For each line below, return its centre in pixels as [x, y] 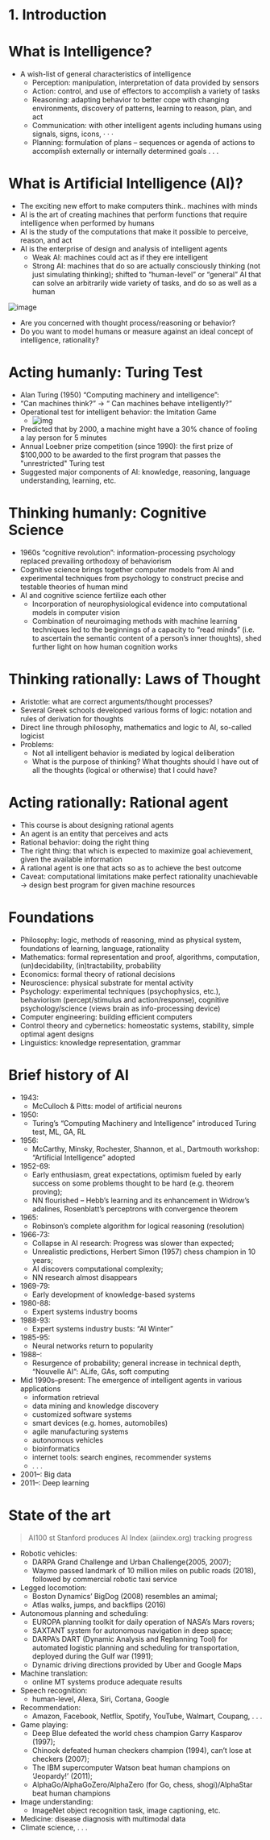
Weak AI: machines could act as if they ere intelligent [120, 258]
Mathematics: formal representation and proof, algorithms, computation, [140, 957]
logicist [32, 736]
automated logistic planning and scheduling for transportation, [135, 1647]
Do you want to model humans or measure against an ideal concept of [137, 331]
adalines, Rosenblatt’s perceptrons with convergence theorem [135, 1209]
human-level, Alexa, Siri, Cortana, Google [100, 1699]
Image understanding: [56, 1801]
